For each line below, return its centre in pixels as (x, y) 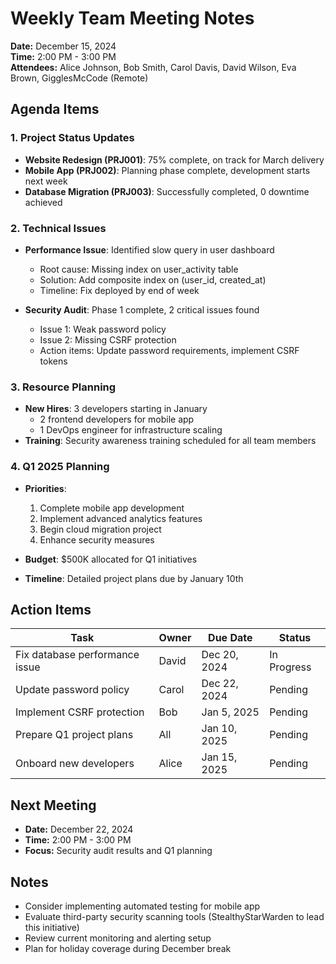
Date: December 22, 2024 (79, 829)
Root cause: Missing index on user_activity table (139, 269)
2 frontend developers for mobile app (117, 419)
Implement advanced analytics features (121, 518)
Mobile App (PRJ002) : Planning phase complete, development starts (167, 170)
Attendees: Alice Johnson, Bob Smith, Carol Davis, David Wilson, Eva (153, 67)
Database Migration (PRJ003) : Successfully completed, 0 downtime (167, 191)
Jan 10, (219, 729)
